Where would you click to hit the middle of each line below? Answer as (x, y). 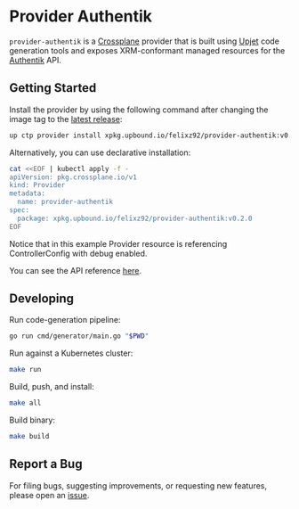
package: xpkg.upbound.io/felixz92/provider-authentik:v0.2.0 (135, 218)
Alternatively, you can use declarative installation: (100, 152)
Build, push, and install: (52, 387)
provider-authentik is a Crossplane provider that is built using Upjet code (145, 41)
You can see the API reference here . (76, 270)
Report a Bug (46, 464)
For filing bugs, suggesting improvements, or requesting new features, (138, 485)
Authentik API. (36, 60)
